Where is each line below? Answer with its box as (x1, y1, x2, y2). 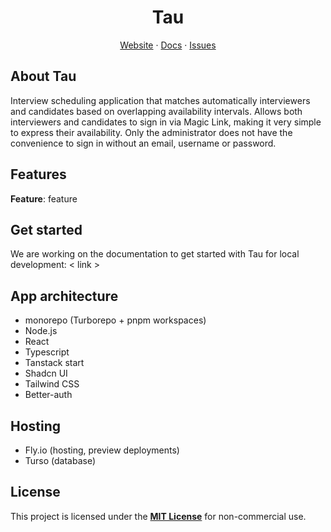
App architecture (10, 287, 119, 305)
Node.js (24, 325, 58, 337)
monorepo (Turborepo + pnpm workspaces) (24, 314, 207, 326)
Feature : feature (10, 192, 78, 205)
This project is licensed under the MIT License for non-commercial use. (10, 510, 307, 522)
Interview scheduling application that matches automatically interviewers (10, 94, 311, 106)
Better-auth (24, 389, 73, 401)
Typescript (24, 346, 70, 358)
